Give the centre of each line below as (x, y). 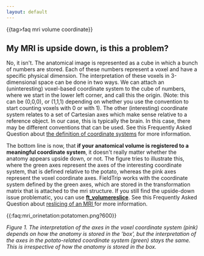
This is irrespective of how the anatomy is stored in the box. (82, 247)
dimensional (22, 82)
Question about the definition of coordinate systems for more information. (99, 134)
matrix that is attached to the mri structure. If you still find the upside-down (100, 191)
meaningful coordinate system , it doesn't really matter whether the (91, 152)
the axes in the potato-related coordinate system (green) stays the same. (98, 240)
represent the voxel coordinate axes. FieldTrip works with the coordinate (97, 178)
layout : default (27, 12)
